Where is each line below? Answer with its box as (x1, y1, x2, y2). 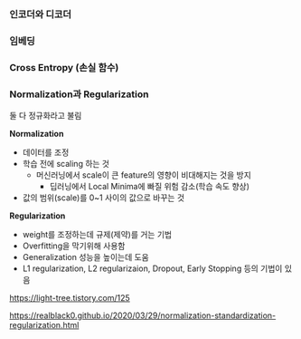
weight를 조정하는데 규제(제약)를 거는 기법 (22, 229, 173, 240)
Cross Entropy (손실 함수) (9, 61, 119, 73)
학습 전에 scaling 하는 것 (22, 159, 110, 169)
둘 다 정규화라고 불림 (9, 111, 82, 121)
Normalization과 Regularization (9, 88, 149, 101)
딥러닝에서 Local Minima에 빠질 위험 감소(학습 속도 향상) (49, 181, 250, 192)
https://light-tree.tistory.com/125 (9, 293, 131, 304)
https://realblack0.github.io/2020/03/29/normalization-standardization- (9, 310, 277, 321)
